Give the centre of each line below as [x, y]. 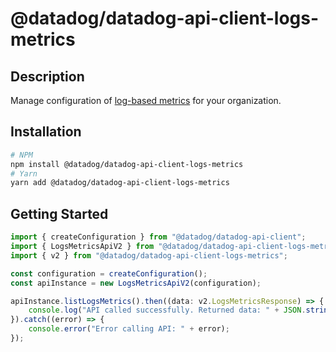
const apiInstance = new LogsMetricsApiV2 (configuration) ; [136, 283]
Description [47, 76]
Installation [46, 132]
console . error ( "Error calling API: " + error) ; [129, 329]
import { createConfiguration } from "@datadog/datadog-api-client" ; [158, 237]
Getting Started [59, 213]
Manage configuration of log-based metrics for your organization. [146, 100]
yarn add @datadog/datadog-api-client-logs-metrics [120, 183]
